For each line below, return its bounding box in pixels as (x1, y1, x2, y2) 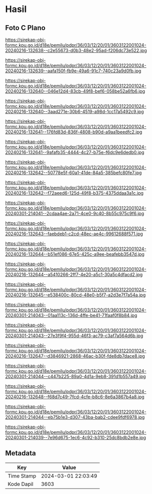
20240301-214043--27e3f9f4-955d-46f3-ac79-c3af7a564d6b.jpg (5, 333, 143, 339)
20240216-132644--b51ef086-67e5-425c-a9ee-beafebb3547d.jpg (5, 251, 144, 257)
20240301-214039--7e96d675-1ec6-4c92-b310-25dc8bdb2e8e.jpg (5, 435, 146, 440)
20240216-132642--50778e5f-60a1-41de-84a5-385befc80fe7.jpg (5, 170, 142, 176)
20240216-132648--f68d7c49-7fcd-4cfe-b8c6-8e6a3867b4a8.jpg (5, 394, 144, 400)
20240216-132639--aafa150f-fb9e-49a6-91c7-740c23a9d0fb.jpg (5, 68, 141, 74)
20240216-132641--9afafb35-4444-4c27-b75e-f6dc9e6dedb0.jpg (5, 149, 144, 155)
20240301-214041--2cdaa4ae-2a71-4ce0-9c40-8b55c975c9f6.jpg (5, 211, 144, 216)
